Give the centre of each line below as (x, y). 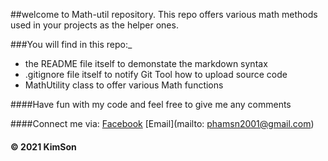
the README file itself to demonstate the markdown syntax (146, 63)
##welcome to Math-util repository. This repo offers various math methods (164, 14)
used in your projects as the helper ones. (94, 25)
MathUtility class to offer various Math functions (124, 85)
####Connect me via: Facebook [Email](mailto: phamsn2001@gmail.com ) (162, 123)
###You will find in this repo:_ (71, 44)
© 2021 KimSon (43, 146)
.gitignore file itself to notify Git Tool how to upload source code (156, 74)
